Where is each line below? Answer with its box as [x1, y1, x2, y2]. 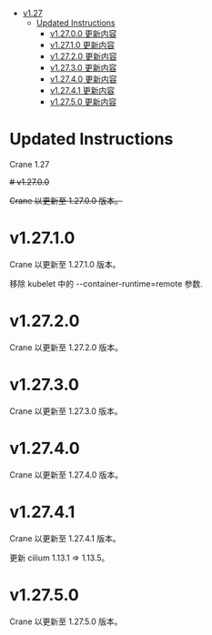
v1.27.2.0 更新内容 [49, 51, 117, 62]
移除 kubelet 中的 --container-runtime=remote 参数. [9, 277, 203, 289]
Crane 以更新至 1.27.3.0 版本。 [9, 405, 123, 417]
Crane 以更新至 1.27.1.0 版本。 [9, 258, 121, 269]
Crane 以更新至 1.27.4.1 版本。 [9, 532, 121, 544]
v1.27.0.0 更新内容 [49, 28, 117, 39]
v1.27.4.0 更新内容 [49, 74, 117, 85]
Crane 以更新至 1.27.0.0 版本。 [9, 195, 123, 206]
